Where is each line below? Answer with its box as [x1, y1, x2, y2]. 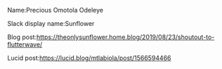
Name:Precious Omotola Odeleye [7, 6, 104, 14]
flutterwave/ [7, 40, 43, 48]
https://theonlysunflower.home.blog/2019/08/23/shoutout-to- [36, 33, 215, 41]
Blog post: [7, 33, 37, 41]
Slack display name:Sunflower [7, 20, 95, 27]
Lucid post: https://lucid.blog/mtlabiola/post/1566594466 [7, 54, 171, 62]
